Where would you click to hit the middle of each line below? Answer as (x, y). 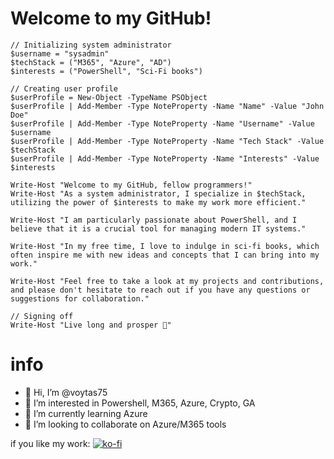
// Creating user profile (64, 88)
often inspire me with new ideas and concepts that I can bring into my (165, 255)
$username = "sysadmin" (60, 53)
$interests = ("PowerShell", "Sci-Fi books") (106, 71)
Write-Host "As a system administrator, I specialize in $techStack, (158, 193)
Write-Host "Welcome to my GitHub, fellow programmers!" (131, 185)
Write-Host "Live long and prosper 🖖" (91, 325)
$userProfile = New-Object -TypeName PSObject (109, 97)
